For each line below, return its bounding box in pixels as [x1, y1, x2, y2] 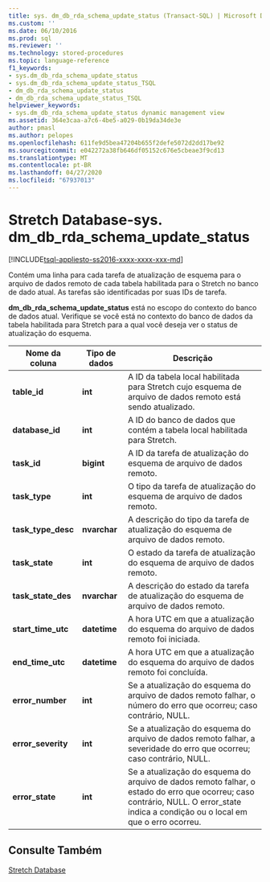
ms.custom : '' [8, 19, 56, 27]
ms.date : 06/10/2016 [8, 27, 78, 35]
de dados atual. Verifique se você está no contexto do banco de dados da [8, 311, 253, 321]
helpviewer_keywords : [8, 101, 81, 109]
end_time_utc [12, 656, 66, 667]
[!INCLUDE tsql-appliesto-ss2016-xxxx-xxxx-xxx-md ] [8, 254, 183, 264]
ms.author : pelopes [8, 131, 74, 139]
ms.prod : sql [8, 34, 52, 43]
